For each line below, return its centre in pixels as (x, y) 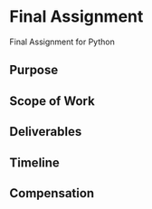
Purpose (34, 70)
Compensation (52, 193)
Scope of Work (52, 101)
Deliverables (46, 132)
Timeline (35, 162)
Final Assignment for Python (62, 42)
